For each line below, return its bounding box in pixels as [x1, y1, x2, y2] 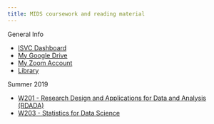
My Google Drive [17, 51, 68, 60]
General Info [7, 30, 44, 38]
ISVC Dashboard [17, 43, 67, 52]
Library [17, 66, 39, 74]
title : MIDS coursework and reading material [7, 10, 145, 18]
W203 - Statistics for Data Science [17, 108, 120, 117]
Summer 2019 [7, 79, 49, 89]
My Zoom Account [17, 58, 73, 67]
